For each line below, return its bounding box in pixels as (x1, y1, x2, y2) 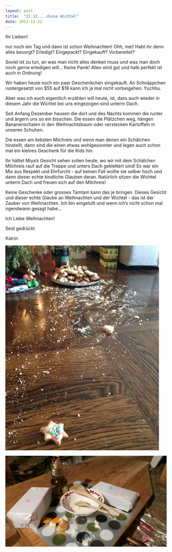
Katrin (5, 236, 18, 242)
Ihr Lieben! (5, 34, 28, 40)
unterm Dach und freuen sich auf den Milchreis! (5, 179, 106, 185)
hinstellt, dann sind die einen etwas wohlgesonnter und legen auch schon (5, 142, 161, 148)
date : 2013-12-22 (5, 19, 42, 24)
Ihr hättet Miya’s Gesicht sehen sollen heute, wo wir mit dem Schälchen (5, 158, 156, 164)
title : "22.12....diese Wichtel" (5, 13, 79, 19)
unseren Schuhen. (5, 127, 44, 133)
